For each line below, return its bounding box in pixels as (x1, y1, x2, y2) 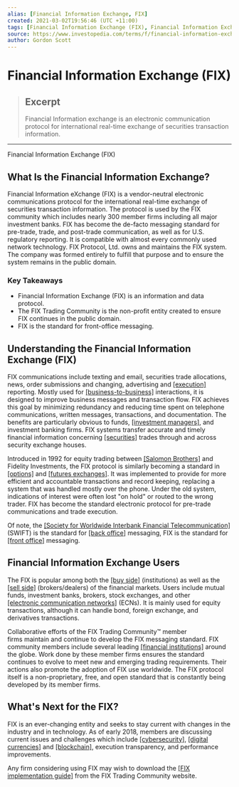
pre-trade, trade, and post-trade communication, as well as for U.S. (7, 227, 205, 236)
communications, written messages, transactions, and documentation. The (7, 411, 227, 419)
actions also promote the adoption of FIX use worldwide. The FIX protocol (7, 665, 224, 673)
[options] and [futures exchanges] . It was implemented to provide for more (7, 470, 226, 478)
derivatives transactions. (7, 613, 80, 622)
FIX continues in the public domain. (17, 315, 122, 323)
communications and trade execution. (7, 507, 119, 516)
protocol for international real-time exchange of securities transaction (24, 122, 229, 131)
